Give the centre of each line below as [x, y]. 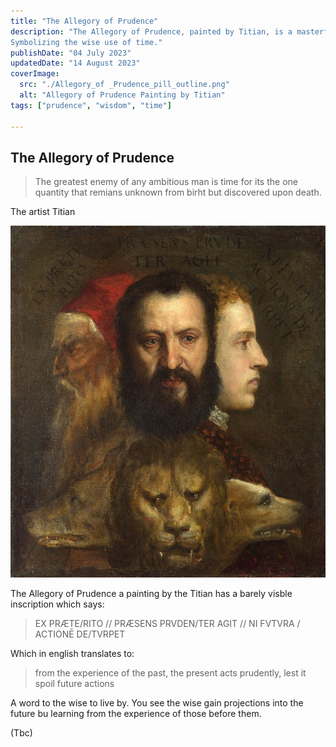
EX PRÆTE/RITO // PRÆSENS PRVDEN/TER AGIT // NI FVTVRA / [167, 624]
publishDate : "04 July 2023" [71, 53]
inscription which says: [57, 604]
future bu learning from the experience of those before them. [136, 714]
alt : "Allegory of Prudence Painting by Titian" [122, 95]
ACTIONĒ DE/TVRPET [80, 634]
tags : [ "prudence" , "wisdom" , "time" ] [91, 105]
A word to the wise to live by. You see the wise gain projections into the [157, 703]
